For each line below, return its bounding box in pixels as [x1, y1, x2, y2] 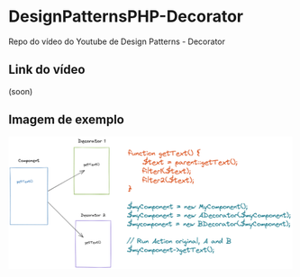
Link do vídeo [8, 62, 86, 77]
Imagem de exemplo [8, 112, 125, 128]
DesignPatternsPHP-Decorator [8, 6, 244, 27]
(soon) [8, 85, 33, 96]
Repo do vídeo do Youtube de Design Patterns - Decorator [8, 36, 226, 47]
